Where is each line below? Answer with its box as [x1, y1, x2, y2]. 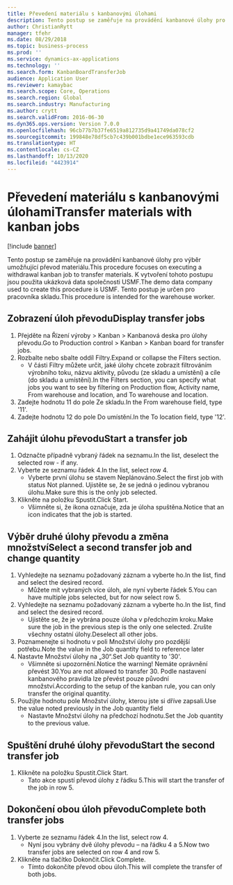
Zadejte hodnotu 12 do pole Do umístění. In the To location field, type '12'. [17, 413, 226, 421]
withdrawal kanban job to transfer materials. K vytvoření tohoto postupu [7, 270, 214, 279]
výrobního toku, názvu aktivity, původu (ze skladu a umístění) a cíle [27, 368, 220, 376]
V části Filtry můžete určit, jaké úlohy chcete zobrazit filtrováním [27, 360, 212, 369]
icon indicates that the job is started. [27, 510, 132, 519]
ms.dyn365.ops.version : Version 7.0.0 [7, 120, 120, 128]
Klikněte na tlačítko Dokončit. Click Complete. [17, 855, 146, 863]
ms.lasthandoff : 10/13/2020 [7, 153, 89, 160]
